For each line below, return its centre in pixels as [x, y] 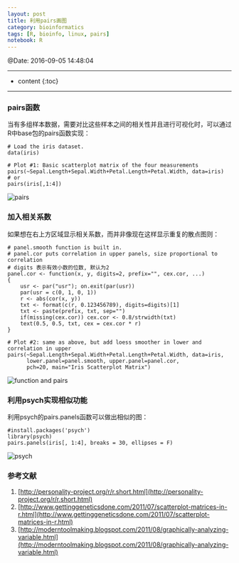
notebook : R [25, 41]
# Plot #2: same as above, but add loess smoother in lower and [105, 342]
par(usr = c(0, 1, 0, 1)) [59, 293]
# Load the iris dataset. [46, 147]
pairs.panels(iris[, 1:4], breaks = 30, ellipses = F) [90, 443]
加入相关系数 [30, 217]
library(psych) [30, 437]
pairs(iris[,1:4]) [34, 184]
